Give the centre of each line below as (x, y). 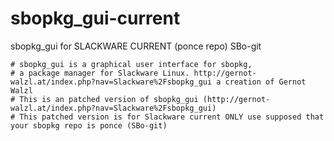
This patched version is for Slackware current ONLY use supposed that (172, 117)
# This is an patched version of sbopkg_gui (104, 99)
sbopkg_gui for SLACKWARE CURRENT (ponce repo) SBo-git (136, 46)
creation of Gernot (265, 82)
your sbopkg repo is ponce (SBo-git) (89, 125)
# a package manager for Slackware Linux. (100, 73)
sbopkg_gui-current (95, 18)
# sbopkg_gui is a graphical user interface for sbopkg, (131, 64)
